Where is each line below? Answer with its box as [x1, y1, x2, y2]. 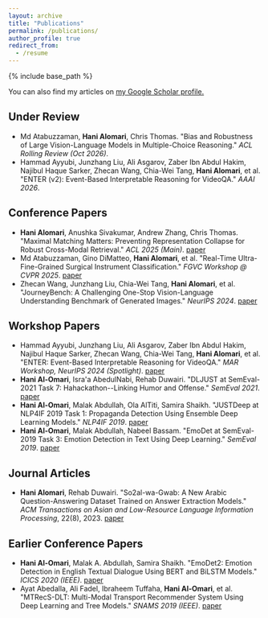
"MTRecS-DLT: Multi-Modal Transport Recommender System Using [19, 592, 244, 602]
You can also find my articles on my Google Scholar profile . [8, 87, 205, 97]
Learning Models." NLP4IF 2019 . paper [19, 418, 148, 427]
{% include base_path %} [8, 72, 93, 80]
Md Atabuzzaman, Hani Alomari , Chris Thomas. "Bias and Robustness [19, 131, 254, 141]
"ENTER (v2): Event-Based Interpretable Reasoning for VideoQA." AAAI [19, 174, 255, 183]
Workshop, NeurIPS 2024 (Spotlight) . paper [19, 366, 165, 376]
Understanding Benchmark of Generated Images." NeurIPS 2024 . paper [19, 295, 258, 306]
